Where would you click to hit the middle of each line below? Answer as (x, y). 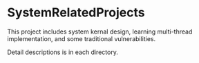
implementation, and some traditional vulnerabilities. (82, 38)
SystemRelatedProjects (76, 13)
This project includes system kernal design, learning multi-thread (100, 32)
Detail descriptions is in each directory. (63, 52)
